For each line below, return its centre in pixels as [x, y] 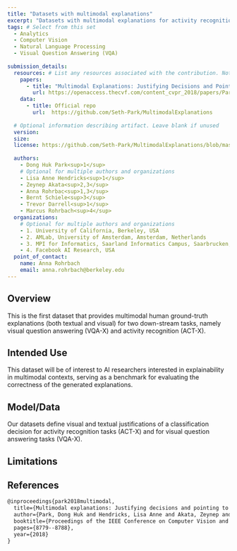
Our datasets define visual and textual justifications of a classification [108, 424]
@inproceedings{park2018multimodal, [61, 502]
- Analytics [31, 34]
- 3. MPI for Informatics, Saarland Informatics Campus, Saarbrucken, [126, 244]
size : [22, 138]
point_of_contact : [41, 257]
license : [26, 146]
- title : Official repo [61, 106]
